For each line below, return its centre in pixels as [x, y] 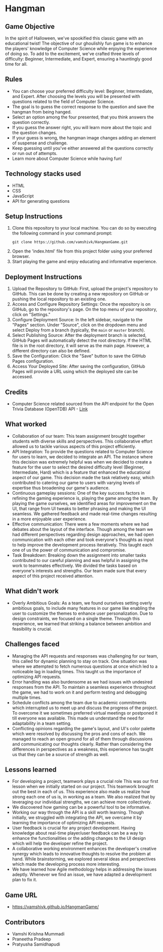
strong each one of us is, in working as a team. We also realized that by [84, 797]
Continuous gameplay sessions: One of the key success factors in [78, 493]
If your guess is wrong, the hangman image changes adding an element [84, 137]
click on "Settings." [31, 314]
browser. [21, 256]
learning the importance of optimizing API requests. [64, 823]
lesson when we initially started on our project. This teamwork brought [83, 787]
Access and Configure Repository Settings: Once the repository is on [81, 304]
